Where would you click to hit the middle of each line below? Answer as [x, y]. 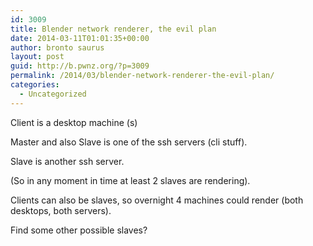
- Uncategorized [53, 94]
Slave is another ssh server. [67, 161]
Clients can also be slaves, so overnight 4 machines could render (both [157, 200]
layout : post [37, 57]
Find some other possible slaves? [79, 230]
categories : [35, 85]
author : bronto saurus [57, 47]
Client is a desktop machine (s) [74, 122]
